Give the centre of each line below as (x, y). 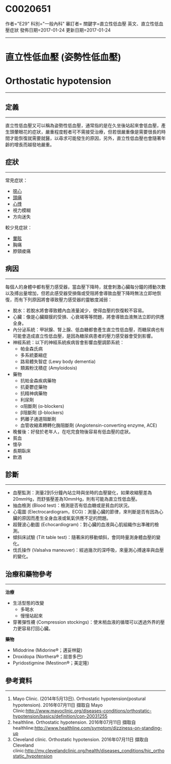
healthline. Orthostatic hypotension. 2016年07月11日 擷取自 (74, 722)
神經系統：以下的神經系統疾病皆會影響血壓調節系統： (68, 342)
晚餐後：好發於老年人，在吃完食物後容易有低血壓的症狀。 (73, 431)
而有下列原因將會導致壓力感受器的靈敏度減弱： (63, 300)
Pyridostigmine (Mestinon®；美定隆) (51, 663)
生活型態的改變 (28, 603)
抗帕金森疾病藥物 (38, 380)
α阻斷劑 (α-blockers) (42, 406)
